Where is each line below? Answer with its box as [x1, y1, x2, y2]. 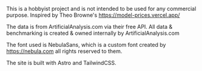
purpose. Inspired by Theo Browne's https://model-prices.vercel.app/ [6, 11, 180, 19]
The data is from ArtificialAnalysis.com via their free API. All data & [6, 23, 173, 30]
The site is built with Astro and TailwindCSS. [6, 60, 116, 66]
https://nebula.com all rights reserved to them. [6, 48, 123, 55]
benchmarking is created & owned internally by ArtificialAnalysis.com [6, 29, 180, 37]
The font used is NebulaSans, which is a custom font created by [6, 42, 166, 48]
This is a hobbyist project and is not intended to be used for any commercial [6, 5, 197, 12]
